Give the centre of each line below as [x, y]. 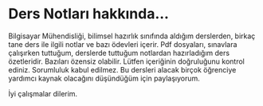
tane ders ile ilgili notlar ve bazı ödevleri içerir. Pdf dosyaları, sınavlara [123, 44]
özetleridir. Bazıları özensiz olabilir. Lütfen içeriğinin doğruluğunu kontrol [126, 61]
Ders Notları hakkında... [89, 14]
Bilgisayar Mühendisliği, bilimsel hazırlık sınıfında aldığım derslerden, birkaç [132, 36]
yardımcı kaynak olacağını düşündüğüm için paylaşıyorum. [104, 78]
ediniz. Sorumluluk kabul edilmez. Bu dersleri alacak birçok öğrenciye [122, 69]
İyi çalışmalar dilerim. [43, 93]
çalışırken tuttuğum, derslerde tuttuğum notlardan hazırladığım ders [119, 53]
